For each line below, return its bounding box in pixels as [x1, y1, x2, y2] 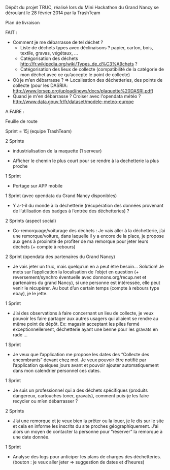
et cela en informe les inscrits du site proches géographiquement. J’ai [12, 423, 159, 429]
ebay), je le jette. [12, 291, 48, 296]
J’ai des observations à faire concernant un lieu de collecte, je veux [12, 310, 154, 316]
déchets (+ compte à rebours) [12, 244, 76, 249]
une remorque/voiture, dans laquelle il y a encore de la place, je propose [12, 233, 164, 239]
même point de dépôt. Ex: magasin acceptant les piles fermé [12, 321, 140, 327]
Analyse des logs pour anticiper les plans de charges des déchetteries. [12, 454, 161, 459]
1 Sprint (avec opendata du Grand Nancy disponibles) [5, 193, 117, 199]
